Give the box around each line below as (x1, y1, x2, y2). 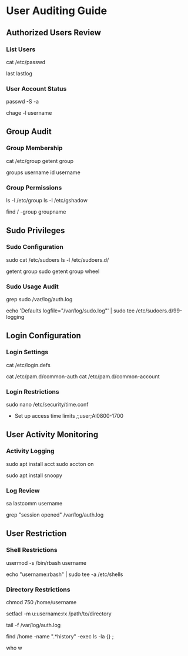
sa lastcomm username (6, 500, 63, 507)
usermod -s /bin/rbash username (6, 559, 87, 566)
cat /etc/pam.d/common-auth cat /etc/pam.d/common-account (6, 372, 160, 380)
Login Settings (6, 348, 49, 357)
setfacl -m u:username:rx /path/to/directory (6, 610, 112, 617)
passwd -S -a (6, 98, 39, 105)
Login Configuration (6, 331, 81, 341)
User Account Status (6, 84, 67, 92)
